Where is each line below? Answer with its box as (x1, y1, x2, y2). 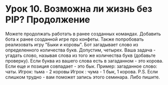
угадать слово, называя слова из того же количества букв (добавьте (5, 52, 156, 59)
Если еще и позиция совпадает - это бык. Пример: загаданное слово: (5, 63, 158, 69)
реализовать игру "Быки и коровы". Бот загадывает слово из (5, 41, 138, 47)
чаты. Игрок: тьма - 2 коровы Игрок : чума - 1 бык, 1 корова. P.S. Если (5, 68, 158, 74)
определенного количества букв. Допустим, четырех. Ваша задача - (5, 47, 156, 53)
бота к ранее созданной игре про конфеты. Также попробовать (5, 36, 144, 42)
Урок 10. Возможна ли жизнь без (5, 3, 153, 15)
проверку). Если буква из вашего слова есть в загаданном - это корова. (5, 58, 164, 64)
